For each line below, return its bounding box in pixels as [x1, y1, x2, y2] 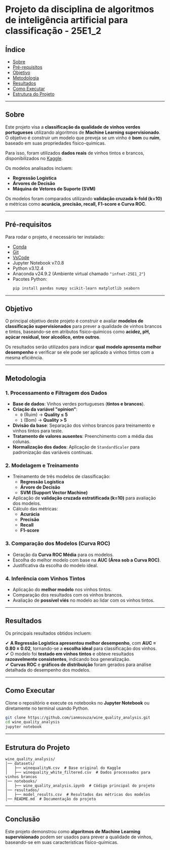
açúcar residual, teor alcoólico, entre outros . [5, 334, 101, 340]
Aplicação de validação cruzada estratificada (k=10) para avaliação [12, 495, 156, 501]
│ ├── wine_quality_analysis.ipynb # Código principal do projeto [5, 783, 155, 788]
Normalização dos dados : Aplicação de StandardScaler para [12, 444, 140, 450]
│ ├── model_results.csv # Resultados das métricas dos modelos [5, 792, 151, 797]
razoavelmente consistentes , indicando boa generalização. [5, 656, 131, 662]
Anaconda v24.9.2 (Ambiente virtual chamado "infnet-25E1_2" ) [12, 270, 146, 277]
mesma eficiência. [5, 355, 44, 361]
